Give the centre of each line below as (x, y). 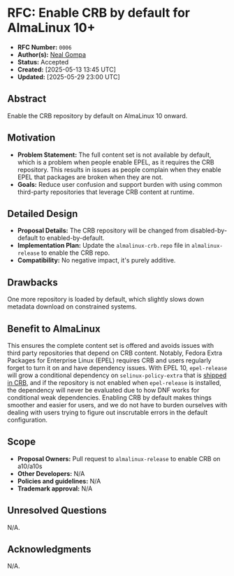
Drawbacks (32, 282)
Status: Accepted (43, 62)
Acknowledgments (50, 550)
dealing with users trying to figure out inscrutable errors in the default (108, 412)
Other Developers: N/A (51, 473)
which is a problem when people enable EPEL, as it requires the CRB (116, 162)
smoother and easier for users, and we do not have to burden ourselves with (117, 405)
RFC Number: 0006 (44, 47)
